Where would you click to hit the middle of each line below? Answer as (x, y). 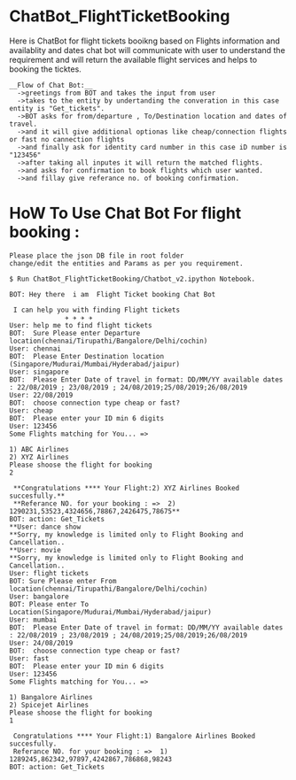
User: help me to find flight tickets (81, 325)
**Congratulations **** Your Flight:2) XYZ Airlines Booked (126, 488)
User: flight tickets (49, 573)
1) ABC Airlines (39, 449)
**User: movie (35, 550)
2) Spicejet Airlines (49, 705)
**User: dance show (45, 527)
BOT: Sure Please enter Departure (75, 333)
